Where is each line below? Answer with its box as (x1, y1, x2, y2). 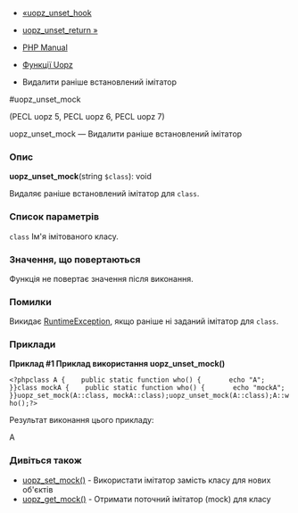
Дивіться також (9, 454, 82, 467)
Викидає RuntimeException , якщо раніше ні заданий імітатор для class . (9, 316, 279, 327)
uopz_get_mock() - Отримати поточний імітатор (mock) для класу (21, 493, 271, 504)
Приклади (9, 338, 56, 351)
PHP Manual (21, 42, 69, 53)
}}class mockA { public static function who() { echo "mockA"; (9, 384, 286, 393)
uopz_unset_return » (21, 25, 98, 35)
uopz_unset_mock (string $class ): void (9, 171, 152, 182)
